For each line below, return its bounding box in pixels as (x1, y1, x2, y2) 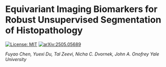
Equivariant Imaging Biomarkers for (5, 3, 158, 15)
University (5, 56, 27, 62)
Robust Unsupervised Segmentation (5, 14, 161, 25)
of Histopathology (5, 25, 83, 36)
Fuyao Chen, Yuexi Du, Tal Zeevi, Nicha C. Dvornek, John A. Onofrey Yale (5, 51, 159, 57)
